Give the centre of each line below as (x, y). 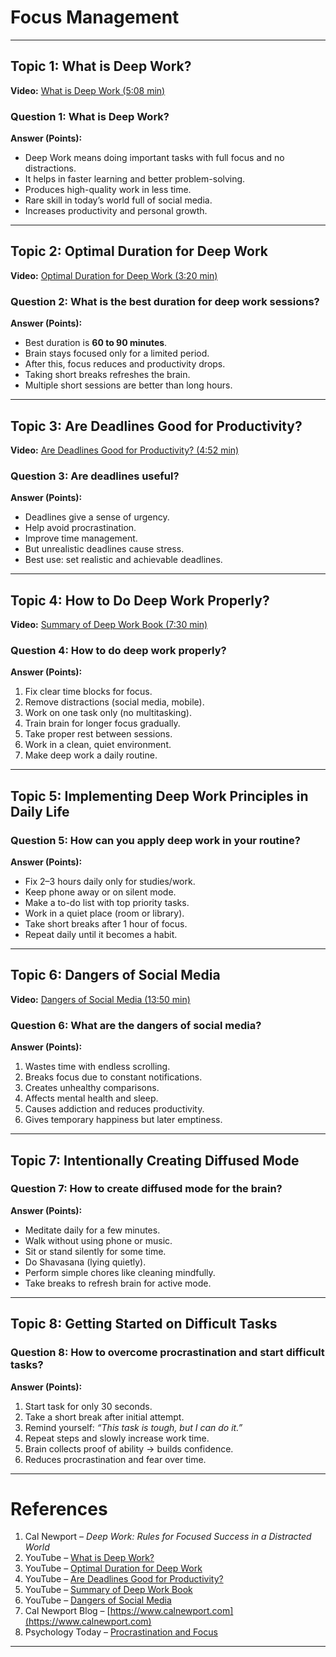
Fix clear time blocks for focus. (88, 692)
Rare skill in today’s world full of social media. (118, 200)
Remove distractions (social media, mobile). (114, 702)
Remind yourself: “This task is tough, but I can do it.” (133, 1427)
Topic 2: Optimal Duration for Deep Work (139, 251)
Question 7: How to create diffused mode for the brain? (146, 1189)
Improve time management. (81, 538)
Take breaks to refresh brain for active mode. (118, 1283)
